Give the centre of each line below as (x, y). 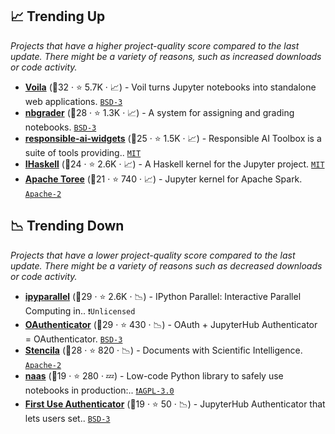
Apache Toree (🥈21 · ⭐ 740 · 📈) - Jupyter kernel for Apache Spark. (163, 179)
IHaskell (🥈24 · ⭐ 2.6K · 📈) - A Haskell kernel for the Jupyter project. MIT (174, 164)
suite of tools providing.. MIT (83, 152)
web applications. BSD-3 (73, 101)
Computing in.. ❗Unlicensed (80, 310)
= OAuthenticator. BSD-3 (73, 339)
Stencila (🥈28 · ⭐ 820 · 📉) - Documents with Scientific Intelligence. (163, 350)
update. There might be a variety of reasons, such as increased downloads (166, 56)
